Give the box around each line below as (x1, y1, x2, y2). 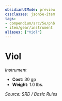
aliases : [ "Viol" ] (5, 30, 42, 35)
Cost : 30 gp (12, 76, 36, 82)
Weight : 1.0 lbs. (12, 81, 44, 87)
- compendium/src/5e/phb (5, 20, 55, 26)
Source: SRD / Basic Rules (5, 91, 58, 97)
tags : (5, 16, 16, 21)
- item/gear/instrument (5, 25, 53, 30)
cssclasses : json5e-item (5, 12, 55, 17)
